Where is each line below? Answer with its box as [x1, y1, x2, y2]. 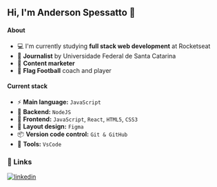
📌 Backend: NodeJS [17, 107, 71, 115]
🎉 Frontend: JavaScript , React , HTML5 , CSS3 [17, 115, 138, 123]
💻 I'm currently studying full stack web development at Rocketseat [17, 42, 211, 50]
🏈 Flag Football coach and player [17, 66, 112, 74]
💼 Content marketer [17, 59, 76, 67]
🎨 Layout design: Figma [17, 122, 84, 131]
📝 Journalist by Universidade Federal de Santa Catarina [17, 52, 176, 60]
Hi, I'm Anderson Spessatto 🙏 [7, 7, 136, 19]
